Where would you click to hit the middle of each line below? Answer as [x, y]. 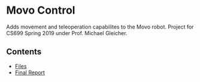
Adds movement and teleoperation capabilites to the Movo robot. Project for [100, 27]
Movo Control [41, 10]
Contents [24, 52]
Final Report [30, 72]
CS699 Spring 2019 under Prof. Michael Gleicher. [67, 33]
